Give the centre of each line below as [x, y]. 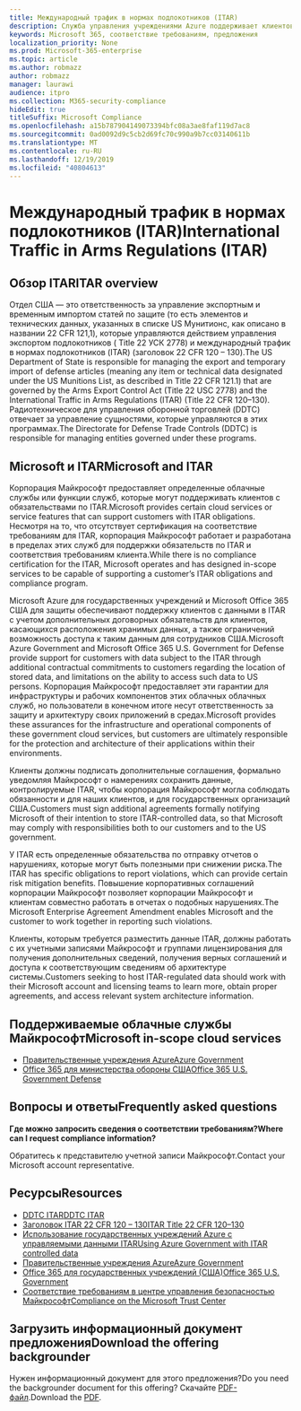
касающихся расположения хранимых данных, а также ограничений [142, 630]
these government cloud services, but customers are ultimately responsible [149, 734]
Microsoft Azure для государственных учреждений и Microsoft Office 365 [149, 601]
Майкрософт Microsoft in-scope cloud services [146, 1038]
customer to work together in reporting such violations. [111, 921]
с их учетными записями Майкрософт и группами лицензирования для [146, 948]
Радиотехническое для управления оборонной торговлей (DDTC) [135, 410]
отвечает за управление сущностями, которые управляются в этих [139, 419]
